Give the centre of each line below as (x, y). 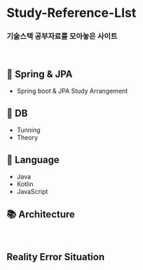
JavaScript (32, 191)
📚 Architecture (41, 215)
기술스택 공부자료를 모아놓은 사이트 (62, 37)
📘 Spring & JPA (40, 74)
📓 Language (33, 160)
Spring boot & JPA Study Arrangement (72, 91)
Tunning (28, 130)
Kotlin (25, 184)
